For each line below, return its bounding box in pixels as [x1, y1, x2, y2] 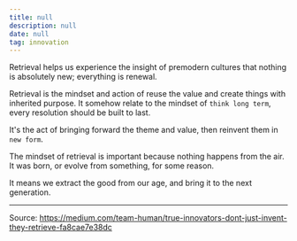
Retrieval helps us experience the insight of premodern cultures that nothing [9, 62, 287, 73]
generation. [9, 187, 51, 198]
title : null [9, 12, 53, 22]
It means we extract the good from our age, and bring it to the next [9, 178, 252, 189]
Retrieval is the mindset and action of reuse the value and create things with [9, 89, 286, 99]
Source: [9, 213, 38, 223]
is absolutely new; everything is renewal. [9, 72, 157, 82]
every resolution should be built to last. [9, 107, 151, 118]
